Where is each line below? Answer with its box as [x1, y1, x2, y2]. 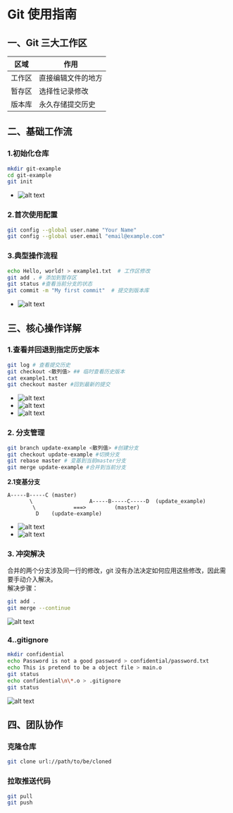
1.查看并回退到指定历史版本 [7, 345, 100, 355]
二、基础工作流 [7, 126, 73, 138]
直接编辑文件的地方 [39, 73, 103, 83]
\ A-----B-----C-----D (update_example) [29, 498, 206, 505]
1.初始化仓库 [7, 149, 49, 159]
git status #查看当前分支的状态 [7, 280, 93, 288]
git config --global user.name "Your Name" [7, 227, 137, 234]
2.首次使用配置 [7, 210, 58, 219]
